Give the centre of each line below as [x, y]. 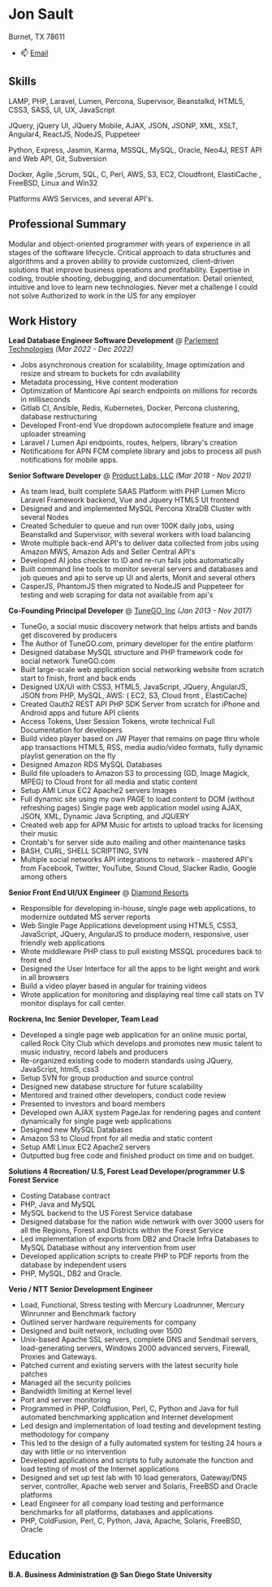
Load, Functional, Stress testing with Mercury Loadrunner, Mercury [132, 1305]
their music [39, 834]
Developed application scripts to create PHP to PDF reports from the [134, 1256]
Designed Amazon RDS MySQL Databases [91, 765]
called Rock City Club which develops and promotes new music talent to [141, 1043]
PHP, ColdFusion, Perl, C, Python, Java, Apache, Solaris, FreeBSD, [131, 1521]
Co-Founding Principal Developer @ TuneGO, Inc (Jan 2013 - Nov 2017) [130, 611]
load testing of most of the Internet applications [100, 1469]
